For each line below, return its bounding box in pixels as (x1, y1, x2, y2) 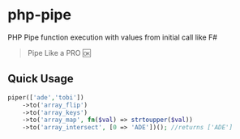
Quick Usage (7, 72, 74, 86)
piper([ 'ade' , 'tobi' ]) (7, 93, 84, 102)
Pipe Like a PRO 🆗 (27, 48, 91, 57)
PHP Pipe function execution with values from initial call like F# (7, 32, 218, 42)
